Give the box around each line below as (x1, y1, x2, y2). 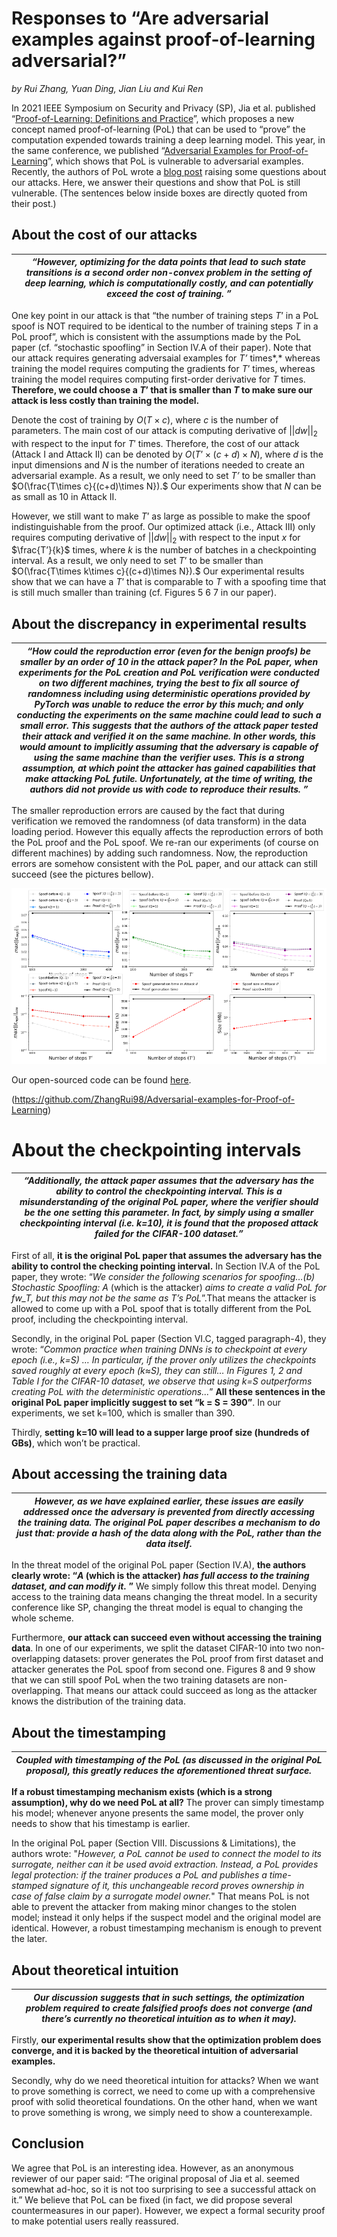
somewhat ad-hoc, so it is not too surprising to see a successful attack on (11, 2183, 317, 2195)
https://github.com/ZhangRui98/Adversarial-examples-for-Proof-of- (14, 1093, 296, 1105)
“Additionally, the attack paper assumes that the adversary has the (23, 1175, 315, 1187)
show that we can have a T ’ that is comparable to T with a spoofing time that (11, 576, 327, 588)
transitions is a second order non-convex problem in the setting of (25, 267, 313, 279)
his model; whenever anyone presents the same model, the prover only (11, 1807, 304, 1819)
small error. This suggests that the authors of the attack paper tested (19, 719, 319, 731)
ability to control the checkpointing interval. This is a (55, 1185, 283, 1197)
